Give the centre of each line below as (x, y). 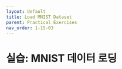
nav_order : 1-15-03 (30, 28)
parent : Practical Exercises (42, 22)
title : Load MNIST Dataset (39, 17)
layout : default (26, 11)
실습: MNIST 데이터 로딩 (62, 58)
